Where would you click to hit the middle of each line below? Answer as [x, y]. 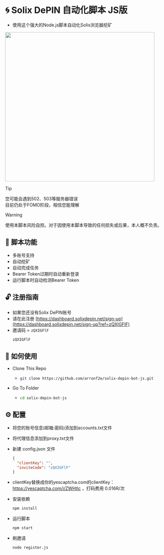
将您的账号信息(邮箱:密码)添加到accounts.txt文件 [62, 428]
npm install [25, 509]
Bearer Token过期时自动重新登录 [46, 274]
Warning [14, 215]
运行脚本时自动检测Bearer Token [46, 280]
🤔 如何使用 [21, 356]
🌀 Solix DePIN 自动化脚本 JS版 [66, 10]
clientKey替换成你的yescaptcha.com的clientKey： [63, 482]
